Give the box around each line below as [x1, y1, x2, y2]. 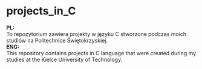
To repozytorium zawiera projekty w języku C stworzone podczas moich [6, 30, 187, 37]
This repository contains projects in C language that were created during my [6, 49, 197, 56]
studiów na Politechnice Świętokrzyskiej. [6, 37, 108, 44]
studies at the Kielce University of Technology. [6, 56, 123, 63]
